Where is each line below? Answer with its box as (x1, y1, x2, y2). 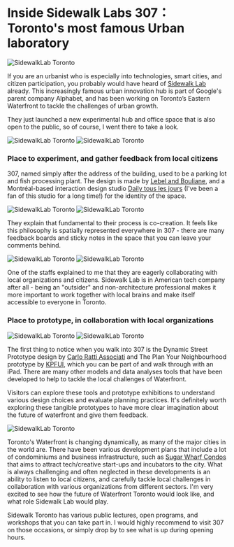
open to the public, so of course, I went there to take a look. (7, 122, 180, 131)
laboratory (7, 35, 70, 51)
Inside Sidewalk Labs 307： (7, 5, 170, 21)
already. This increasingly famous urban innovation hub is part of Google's (7, 87, 222, 95)
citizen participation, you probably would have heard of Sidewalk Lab (7, 79, 206, 87)
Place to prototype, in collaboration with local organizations (7, 315, 214, 325)
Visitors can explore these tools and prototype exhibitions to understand (7, 388, 215, 397)
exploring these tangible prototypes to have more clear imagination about (7, 403, 219, 411)
